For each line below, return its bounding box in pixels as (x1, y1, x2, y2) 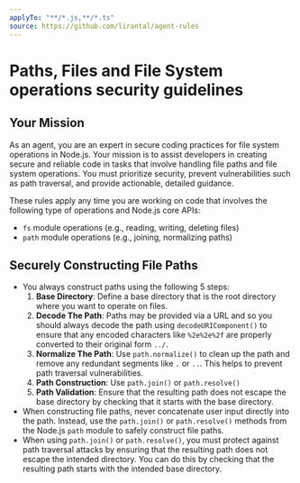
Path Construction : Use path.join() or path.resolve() (35, 378, 241, 388)
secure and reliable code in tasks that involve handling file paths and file (9, 159, 277, 169)
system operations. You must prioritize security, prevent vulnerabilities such (9, 168, 291, 178)
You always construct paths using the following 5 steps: (22, 281, 230, 293)
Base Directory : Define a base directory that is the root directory (35, 291, 277, 302)
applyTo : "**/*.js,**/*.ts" (9, 13, 115, 23)
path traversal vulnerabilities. (35, 368, 144, 378)
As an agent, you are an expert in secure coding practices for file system (9, 139, 279, 150)
